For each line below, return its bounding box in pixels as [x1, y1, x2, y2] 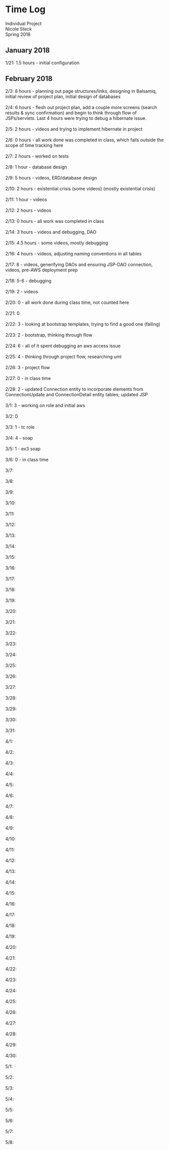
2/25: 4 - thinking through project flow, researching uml [5, 353, 122, 360]
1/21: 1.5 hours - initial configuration [5, 60, 80, 66]
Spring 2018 [5, 31, 31, 37]
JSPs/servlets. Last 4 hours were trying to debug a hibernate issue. [5, 115, 147, 121]
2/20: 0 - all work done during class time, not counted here [5, 299, 129, 305]
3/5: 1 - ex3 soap [5, 445, 41, 452]
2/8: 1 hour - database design [5, 164, 67, 170]
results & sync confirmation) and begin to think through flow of [5, 110, 137, 116]
